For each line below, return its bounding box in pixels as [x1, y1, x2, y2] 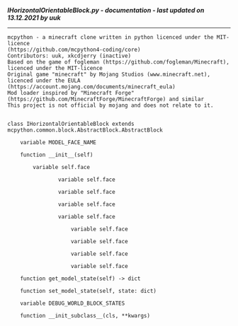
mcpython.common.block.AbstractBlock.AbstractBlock [7, 127, 163, 134]
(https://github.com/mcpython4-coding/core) [7, 46, 141, 53]
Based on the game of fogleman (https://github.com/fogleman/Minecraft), [7, 59, 230, 66]
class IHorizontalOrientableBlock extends [7, 120, 135, 127]
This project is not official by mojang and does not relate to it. [7, 102, 214, 109]
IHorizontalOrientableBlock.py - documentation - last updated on [7, 6, 205, 14]
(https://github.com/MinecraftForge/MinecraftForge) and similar [7, 95, 204, 103]
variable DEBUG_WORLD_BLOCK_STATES [20, 300, 125, 307]
